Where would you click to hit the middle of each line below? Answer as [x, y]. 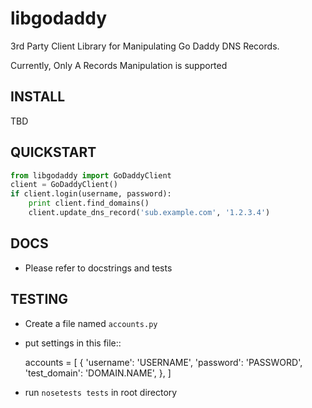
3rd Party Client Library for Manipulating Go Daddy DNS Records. [145, 46]
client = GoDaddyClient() [64, 185]
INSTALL [38, 97]
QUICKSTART [53, 152]
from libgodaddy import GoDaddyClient [91, 175]
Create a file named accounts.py [91, 323]
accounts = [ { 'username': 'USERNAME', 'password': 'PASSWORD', [163, 362]
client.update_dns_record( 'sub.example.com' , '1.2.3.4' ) [149, 213]
